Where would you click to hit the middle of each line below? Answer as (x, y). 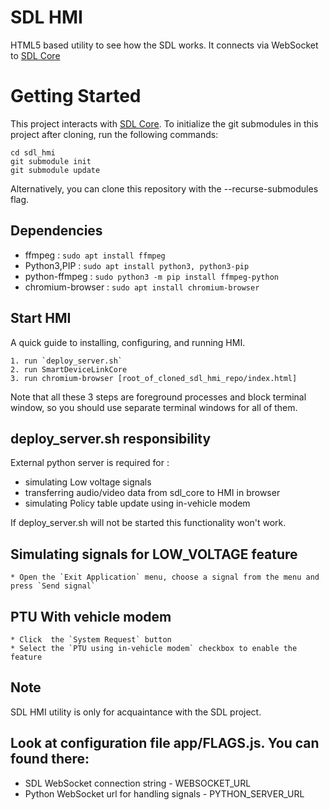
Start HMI (41, 318)
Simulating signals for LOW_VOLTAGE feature (154, 554)
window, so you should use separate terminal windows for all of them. (154, 407)
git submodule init (51, 161)
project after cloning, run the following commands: (114, 134)
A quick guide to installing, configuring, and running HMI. (128, 342)
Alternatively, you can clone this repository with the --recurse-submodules (164, 188)
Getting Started (76, 96)
